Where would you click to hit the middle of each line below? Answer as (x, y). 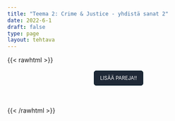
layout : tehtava (31, 40)
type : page (23, 33)
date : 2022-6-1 (30, 20)
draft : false (26, 27)
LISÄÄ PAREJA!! (119, 78)
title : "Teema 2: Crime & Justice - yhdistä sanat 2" (88, 14)
